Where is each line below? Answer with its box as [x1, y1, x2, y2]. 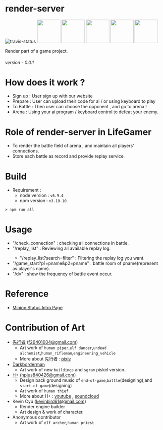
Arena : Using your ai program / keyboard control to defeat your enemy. [12, 109, 159, 115]
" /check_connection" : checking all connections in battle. [12, 240, 129, 246]
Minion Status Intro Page [12, 305, 63, 311]
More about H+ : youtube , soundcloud [19, 393, 99, 399]
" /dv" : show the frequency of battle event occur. [12, 271, 112, 277]
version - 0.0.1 [5, 59, 34, 65]
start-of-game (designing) [19, 383, 72, 389]
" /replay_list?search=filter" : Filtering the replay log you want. [19, 255, 145, 261]
